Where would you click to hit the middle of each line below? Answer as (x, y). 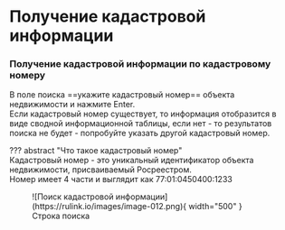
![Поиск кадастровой (73, 197)
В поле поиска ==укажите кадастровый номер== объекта (122, 95)
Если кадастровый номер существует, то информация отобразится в (143, 114)
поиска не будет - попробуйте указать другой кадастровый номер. (140, 133)
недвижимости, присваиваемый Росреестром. (100, 170)
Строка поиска (61, 216)
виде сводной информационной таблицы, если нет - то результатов (141, 124)
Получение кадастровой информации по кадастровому (140, 64)
